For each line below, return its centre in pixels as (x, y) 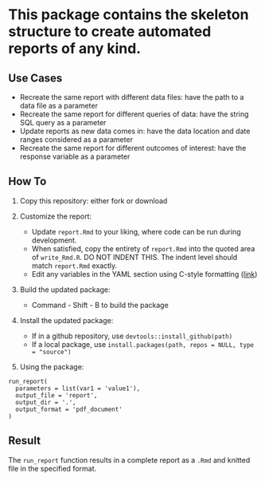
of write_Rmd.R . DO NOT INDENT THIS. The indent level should (134, 257)
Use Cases (35, 78)
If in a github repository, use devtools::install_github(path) (132, 336)
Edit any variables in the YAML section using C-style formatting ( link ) (144, 274)
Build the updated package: (65, 290)
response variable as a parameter (75, 156)
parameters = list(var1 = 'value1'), (78, 388)
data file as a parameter (58, 106)
